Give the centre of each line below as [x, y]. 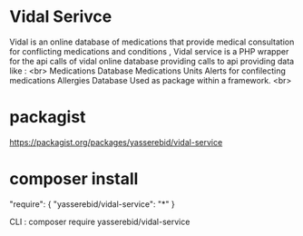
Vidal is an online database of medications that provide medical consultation [152, 42]
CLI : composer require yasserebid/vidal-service [100, 221]
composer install [74, 179]
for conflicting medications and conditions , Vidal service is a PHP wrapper [149, 51]
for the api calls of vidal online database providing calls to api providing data [152, 61]
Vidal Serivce [61, 17]
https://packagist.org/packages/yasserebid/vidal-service [116, 142]
